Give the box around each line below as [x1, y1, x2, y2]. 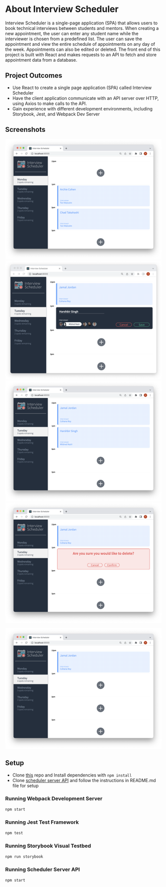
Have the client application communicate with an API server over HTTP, [12, 95, 159, 101]
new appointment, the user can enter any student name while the [5, 30, 139, 36]
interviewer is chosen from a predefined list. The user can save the [5, 36, 143, 42]
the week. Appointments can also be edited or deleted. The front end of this [5, 46, 161, 52]
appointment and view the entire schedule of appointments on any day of [5, 41, 156, 47]
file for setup [12, 783, 39, 788]
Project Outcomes [5, 71, 63, 80]
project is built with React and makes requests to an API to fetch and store [5, 51, 157, 58]
